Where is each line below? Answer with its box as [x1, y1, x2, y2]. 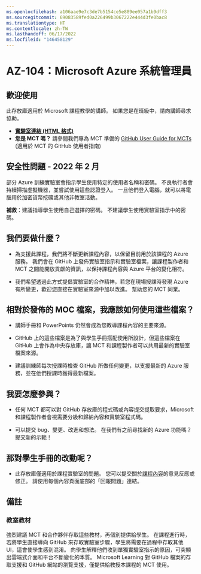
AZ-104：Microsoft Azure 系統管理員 [6, 64, 192, 78]
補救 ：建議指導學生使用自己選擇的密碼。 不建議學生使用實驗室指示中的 [6, 206, 181, 214]
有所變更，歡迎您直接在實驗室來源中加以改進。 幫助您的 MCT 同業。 [14, 286, 184, 293]
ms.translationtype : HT [6, 20, 66, 26]
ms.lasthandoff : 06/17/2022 [6, 31, 77, 37]
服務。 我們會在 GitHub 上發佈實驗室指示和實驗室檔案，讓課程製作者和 [14, 257, 189, 265]
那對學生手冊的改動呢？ [6, 453, 93, 463]
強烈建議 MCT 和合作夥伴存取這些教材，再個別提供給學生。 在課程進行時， [6, 531, 190, 538]
